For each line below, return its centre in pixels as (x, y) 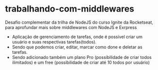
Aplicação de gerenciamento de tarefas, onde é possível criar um (77, 37)
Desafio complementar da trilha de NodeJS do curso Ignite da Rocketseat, (79, 22)
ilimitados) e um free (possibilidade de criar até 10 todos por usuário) (81, 62)
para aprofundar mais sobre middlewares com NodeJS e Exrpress (71, 27)
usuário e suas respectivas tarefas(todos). (54, 42)
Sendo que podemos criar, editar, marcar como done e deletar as (77, 47)
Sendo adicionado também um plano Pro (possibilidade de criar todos (82, 57)
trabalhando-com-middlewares (70, 9)
